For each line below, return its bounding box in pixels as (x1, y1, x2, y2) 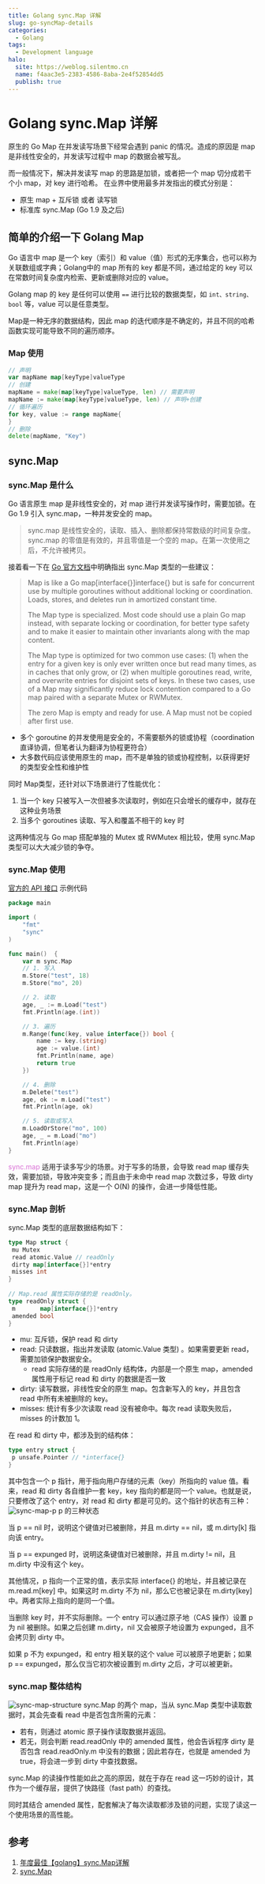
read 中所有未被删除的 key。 (19, 1394, 113, 1403)
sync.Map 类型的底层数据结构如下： (8, 1222, 125, 1232)
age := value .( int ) (36, 1044, 101, 1052)
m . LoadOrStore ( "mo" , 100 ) (22, 1124, 108, 1133)
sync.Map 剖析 (8, 1203, 65, 1214)
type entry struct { (8, 1446, 77, 1455)
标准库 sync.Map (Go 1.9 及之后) (19, 205, 125, 214)
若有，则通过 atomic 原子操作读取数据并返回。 (19, 1727, 171, 1736)
